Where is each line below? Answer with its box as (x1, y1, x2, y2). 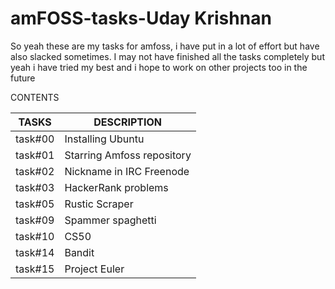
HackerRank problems (64, 180, 169, 194)
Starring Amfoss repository (64, 148, 192, 162)
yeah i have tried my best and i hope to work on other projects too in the (10, 61, 308, 73)
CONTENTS (10, 91, 60, 103)
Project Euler (64, 262, 125, 276)
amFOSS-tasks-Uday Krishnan (10, 7, 272, 30)
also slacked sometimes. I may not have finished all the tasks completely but (10, 50, 325, 62)
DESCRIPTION (93, 115, 162, 129)
